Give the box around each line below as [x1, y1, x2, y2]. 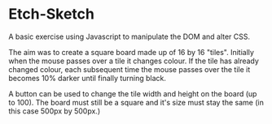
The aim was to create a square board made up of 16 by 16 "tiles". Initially [8, 47, 255, 57]
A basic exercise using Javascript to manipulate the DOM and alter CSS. [8, 32, 251, 41]
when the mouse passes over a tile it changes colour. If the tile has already [8, 56, 259, 66]
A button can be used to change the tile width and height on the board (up [8, 88, 257, 98]
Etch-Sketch [8, 5, 95, 24]
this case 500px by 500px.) [8, 106, 100, 116]
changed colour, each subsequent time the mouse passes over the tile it [8, 64, 251, 74]
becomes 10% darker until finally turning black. [8, 73, 167, 83]
